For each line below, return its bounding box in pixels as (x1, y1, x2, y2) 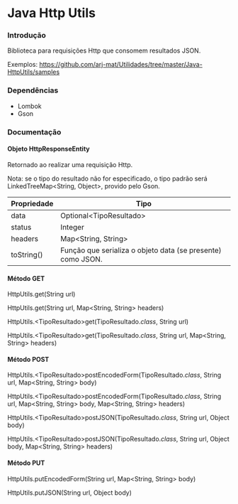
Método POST (7, 355, 50, 363)
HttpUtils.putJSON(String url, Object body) (7, 488, 132, 497)
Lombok (17, 102, 42, 110)
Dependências (7, 85, 59, 95)
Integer (59, 222, 85, 232)
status (11, 222, 32, 232)
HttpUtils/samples (7, 68, 60, 76)
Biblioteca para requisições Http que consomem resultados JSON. (7, 46, 201, 55)
